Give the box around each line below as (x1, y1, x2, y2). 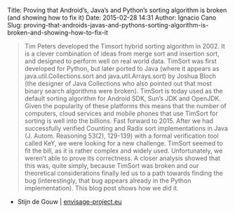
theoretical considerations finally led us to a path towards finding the (24, 169, 223, 177)
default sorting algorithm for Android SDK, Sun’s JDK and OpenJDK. (24, 94, 222, 103)
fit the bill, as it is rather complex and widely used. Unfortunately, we (24, 147, 223, 155)
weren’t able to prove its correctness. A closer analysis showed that (24, 154, 221, 162)
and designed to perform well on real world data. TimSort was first (24, 57, 217, 65)
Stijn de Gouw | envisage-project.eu (17, 198, 122, 206)
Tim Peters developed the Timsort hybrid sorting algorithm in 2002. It (24, 42, 226, 50)
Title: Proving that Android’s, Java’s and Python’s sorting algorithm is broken (7, 6, 227, 14)
